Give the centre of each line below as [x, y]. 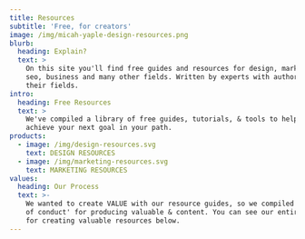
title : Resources [42, 18]
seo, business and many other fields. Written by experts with [148, 77]
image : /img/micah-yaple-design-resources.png [99, 35]
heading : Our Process [59, 187]
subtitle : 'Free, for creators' [70, 26]
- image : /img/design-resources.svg [87, 144]
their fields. [52, 85]
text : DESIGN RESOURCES [71, 153]
